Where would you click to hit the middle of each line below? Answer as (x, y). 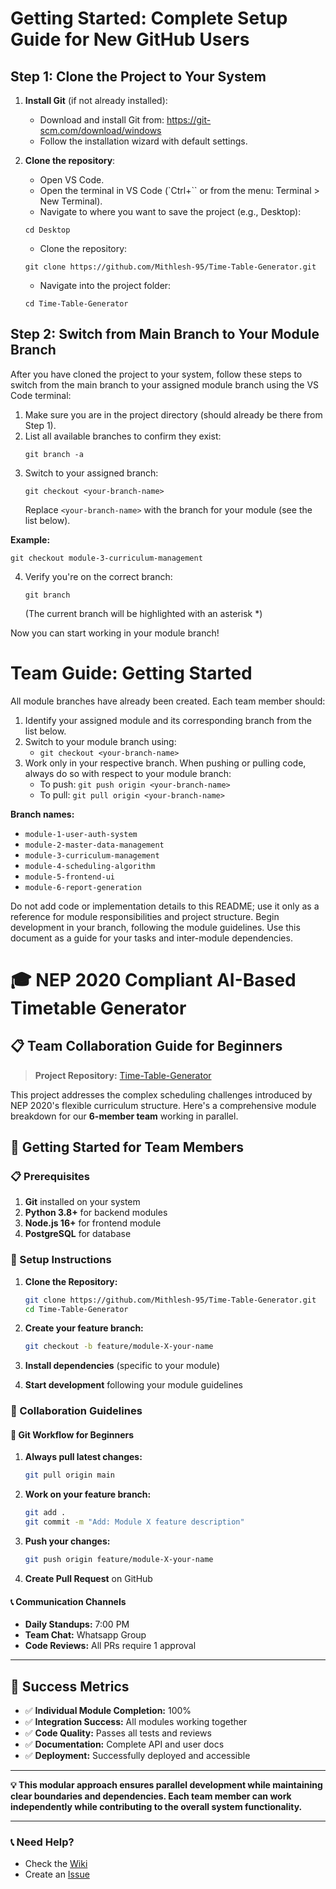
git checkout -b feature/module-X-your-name (119, 1347)
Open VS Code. (72, 180)
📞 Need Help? (42, 1842)
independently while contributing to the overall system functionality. (156, 1806)
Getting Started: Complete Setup (149, 18)
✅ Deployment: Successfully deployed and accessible (137, 1755)
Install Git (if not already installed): (96, 100)
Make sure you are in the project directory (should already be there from (173, 414)
